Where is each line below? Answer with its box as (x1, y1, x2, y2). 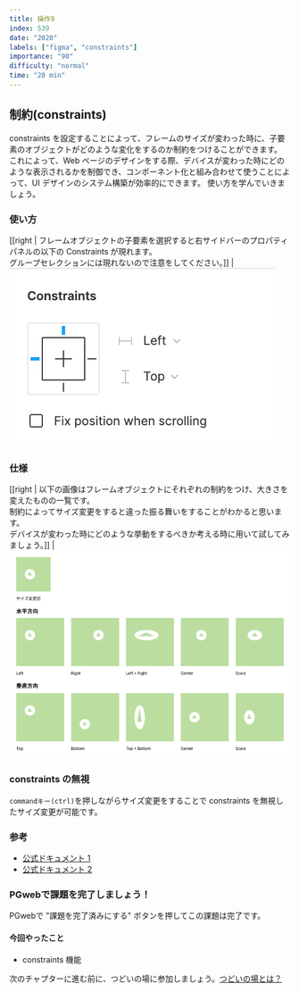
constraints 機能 (21, 954, 82, 964)
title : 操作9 (9, 14, 55, 23)
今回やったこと (9, 933, 64, 943)
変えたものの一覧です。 (9, 496, 96, 506)
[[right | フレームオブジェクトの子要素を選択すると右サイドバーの (9, 235, 250, 246)
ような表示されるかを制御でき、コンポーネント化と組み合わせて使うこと (9, 166, 275, 177)
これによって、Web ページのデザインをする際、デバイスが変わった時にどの (9, 154, 286, 165)
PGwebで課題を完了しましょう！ (9, 888, 151, 901)
